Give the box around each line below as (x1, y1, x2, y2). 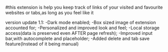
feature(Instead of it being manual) (5, 41, 79, 47)
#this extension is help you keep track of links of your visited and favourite (5, 5, 163, 10)
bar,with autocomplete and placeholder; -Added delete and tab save (5, 35, 150, 41)
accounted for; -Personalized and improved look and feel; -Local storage (5, 25, 160, 31)
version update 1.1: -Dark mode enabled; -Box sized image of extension (5, 20, 156, 25)
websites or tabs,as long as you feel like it (5, 10, 94, 16)
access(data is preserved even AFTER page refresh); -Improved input (5, 30, 153, 36)
